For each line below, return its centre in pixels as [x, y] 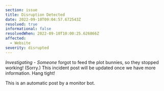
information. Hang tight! [30, 73]
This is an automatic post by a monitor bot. [50, 83]
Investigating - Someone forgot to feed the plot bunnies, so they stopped [82, 62]
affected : [16, 39]
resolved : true [21, 24]
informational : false [28, 29]
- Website [20, 43]
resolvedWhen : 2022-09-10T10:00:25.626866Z [52, 34]
